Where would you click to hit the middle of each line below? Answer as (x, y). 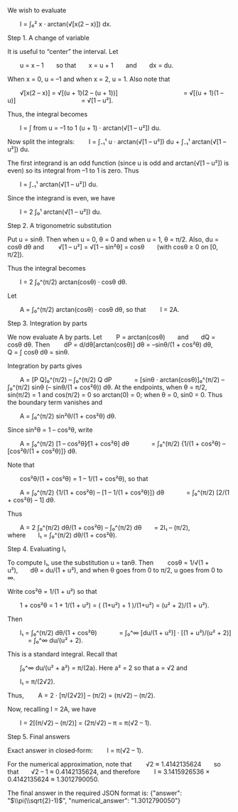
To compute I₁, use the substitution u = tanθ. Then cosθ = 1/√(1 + (108, 563)
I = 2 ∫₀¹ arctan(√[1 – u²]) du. (61, 212)
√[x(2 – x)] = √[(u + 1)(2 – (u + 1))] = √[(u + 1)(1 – (122, 93)
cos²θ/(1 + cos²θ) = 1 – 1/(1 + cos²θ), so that (84, 478)
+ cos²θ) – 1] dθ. (31, 500)
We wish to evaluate (37, 10)
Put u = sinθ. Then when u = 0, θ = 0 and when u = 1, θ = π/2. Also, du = (113, 239)
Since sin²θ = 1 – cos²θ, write (50, 430)
